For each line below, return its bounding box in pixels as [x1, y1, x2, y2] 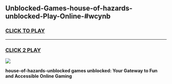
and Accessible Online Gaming [5, 73, 72, 79]
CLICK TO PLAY [5, 27, 45, 35]
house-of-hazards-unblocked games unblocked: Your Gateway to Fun [5, 67, 158, 73]
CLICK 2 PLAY [5, 46, 41, 53]
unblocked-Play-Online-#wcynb [5, 12, 111, 21]
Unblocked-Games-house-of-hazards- [5, 4, 133, 13]
